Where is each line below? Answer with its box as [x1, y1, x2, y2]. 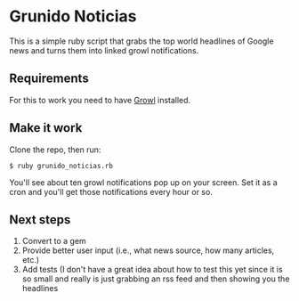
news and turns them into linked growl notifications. [9, 45, 199, 55]
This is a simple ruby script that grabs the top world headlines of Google [9, 36, 274, 46]
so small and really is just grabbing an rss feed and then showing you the [21, 273, 290, 284]
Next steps [9, 212, 71, 227]
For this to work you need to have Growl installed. [9, 94, 191, 105]
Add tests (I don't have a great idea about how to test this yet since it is [21, 264, 283, 275]
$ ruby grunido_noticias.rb [9, 161, 114, 170]
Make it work [9, 120, 83, 135]
